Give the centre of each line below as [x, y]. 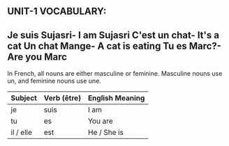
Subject [24, 98]
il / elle [22, 133]
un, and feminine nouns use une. [54, 81]
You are [100, 121]
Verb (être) [62, 98]
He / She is [106, 133]
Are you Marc [37, 57]
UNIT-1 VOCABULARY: [57, 11]
